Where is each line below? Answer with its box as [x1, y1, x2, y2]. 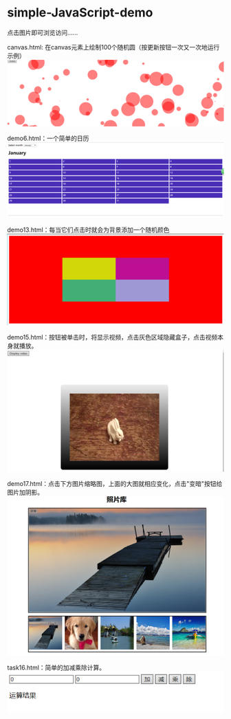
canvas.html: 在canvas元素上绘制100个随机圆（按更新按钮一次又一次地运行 [7, 43, 220, 51]
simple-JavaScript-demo [7, 5, 153, 21]
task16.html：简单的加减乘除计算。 [7, 663, 106, 672]
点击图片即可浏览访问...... [7, 28, 78, 36]
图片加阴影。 [7, 488, 43, 496]
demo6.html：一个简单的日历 [7, 134, 89, 142]
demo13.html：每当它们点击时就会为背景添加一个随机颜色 [7, 225, 170, 234]
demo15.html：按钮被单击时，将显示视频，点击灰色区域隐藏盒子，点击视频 [7, 333, 218, 342]
